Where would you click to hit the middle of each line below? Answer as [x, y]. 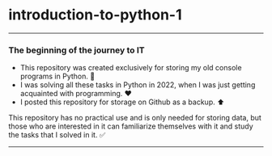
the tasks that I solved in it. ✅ [57, 135]
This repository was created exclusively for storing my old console [131, 68]
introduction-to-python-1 [95, 15]
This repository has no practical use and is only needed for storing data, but [135, 118]
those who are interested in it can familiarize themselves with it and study [131, 126]
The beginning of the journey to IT [77, 50]
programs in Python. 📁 [57, 76]
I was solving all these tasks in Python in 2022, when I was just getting [138, 85]
